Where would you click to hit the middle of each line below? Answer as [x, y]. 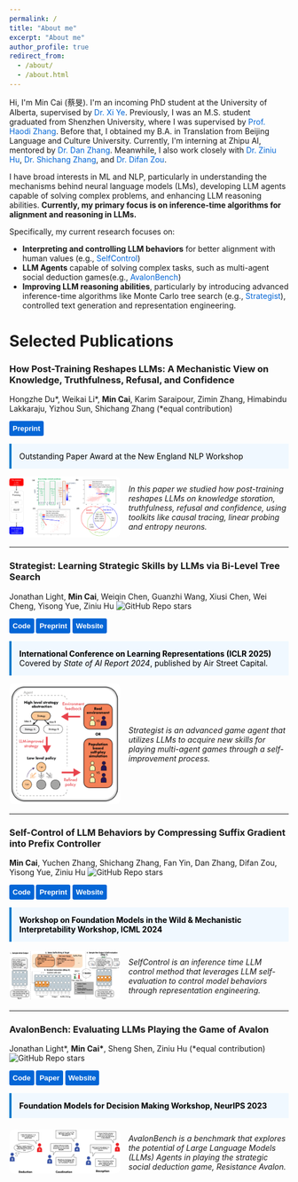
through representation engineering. [194, 990]
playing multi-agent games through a [196, 749]
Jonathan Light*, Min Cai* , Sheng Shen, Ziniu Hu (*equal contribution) [137, 1049]
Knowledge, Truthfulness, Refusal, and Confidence [122, 380]
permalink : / [33, 19]
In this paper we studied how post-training [206, 489]
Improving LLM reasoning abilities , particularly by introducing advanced [155, 286]
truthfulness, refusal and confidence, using [207, 508]
